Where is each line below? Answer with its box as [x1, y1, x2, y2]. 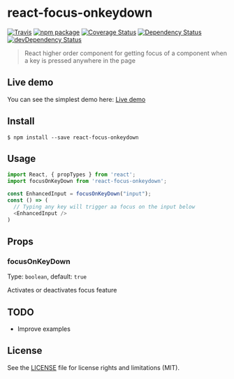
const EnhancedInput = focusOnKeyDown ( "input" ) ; [7, 191, 152, 198]
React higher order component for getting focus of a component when [24, 49, 227, 57]
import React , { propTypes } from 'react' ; [7, 171, 136, 179]
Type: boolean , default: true [7, 272, 87, 281]
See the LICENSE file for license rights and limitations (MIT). [7, 363, 180, 371]
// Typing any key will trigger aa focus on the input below [13, 203, 196, 210]
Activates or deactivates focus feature [7, 286, 117, 295]
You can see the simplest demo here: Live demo [7, 95, 146, 103]
